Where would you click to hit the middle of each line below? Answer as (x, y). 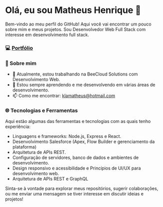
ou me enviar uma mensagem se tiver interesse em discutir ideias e (74, 194)
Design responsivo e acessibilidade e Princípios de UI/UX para (77, 168)
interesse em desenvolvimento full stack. (47, 34)
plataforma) (24, 147)
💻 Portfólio (19, 48)
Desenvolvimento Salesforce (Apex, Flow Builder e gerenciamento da (83, 141)
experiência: (18, 126)
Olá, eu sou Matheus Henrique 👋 (73, 10)
